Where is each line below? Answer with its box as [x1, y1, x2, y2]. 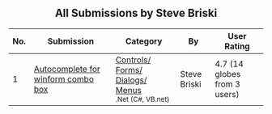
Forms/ [115, 64, 143, 75]
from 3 [214, 78, 240, 90]
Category [125, 36, 163, 47]
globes [214, 68, 241, 79]
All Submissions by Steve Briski [54, 6, 218, 20]
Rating [223, 40, 250, 52]
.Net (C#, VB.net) [115, 95, 170, 103]
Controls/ [115, 54, 151, 65]
